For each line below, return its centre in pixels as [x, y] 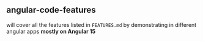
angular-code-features [51, 10]
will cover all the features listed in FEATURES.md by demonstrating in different [102, 24]
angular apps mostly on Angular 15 [51, 31]
